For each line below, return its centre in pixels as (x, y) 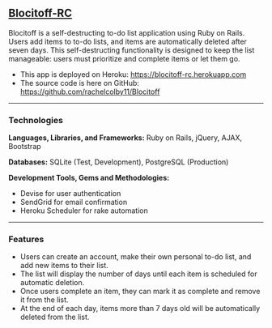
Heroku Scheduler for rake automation (84, 211)
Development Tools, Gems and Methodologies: (89, 178)
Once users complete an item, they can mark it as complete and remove (140, 292)
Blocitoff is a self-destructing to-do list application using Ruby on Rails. (127, 32)
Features (26, 240)
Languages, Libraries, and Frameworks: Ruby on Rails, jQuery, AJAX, (125, 138)
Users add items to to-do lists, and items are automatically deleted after (127, 41)
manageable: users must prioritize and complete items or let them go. (124, 58)
